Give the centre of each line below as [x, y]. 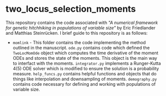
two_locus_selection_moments [71, 9]
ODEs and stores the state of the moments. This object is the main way [85, 58]
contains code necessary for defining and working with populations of [84, 84]
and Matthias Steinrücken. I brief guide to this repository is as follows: [77, 33]
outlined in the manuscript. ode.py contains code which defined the [81, 48]
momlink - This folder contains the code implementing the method [79, 42]
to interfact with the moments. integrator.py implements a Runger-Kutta [87, 63]
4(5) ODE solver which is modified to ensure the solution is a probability [86, 68]
